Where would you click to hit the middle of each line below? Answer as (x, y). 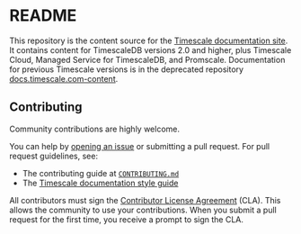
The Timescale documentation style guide (100, 183)
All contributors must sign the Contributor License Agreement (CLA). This (145, 200)
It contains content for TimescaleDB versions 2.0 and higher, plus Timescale (150, 49)
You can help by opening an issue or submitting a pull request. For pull (140, 146)
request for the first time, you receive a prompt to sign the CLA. (127, 219)
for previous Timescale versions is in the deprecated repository (127, 69)
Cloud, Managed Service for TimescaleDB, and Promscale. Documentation (147, 59)
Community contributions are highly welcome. (95, 129)
